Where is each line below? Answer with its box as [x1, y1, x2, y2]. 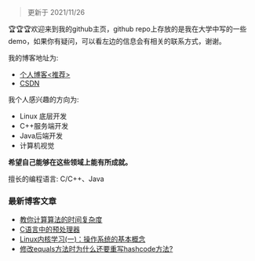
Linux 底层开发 [19, 111, 67, 121]
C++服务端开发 [19, 121, 69, 130]
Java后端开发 [19, 131, 64, 140]
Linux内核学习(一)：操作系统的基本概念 [19, 234, 146, 244]
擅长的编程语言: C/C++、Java [8, 174, 104, 183]
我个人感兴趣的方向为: [8, 95, 80, 104]
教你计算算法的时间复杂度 [19, 215, 103, 224]
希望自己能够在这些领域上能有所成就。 [8, 158, 132, 167]
